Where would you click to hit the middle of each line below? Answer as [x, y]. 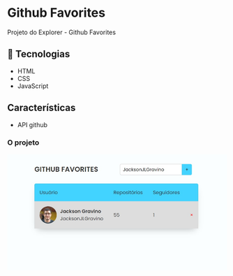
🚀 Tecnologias [39, 54]
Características [42, 108]
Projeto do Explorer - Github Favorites [62, 32]
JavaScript [33, 86]
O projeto [23, 143]
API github [32, 124]
